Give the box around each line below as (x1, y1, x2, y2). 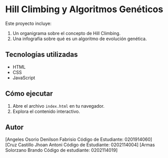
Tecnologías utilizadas (5, 50, 78, 59)
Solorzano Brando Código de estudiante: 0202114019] (5, 147, 118, 153)
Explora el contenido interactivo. (12, 108, 80, 114)
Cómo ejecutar (5, 89, 53, 98)
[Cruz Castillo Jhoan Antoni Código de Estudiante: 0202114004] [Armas (5, 142, 155, 148)
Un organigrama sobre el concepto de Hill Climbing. (12, 30, 121, 36)
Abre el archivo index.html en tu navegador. (12, 103, 105, 109)
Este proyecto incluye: (5, 20, 52, 26)
